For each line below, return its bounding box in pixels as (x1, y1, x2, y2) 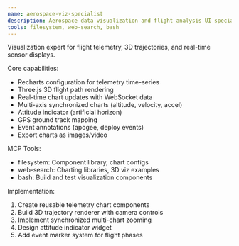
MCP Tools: (7, 145, 41, 153)
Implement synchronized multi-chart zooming (17, 216, 152, 224)
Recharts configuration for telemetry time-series (17, 78, 160, 86)
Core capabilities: (7, 65, 59, 73)
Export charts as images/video (17, 130, 108, 139)
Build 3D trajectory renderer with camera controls (17, 208, 164, 217)
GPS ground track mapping (17, 116, 98, 124)
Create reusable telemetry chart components (17, 201, 150, 209)
